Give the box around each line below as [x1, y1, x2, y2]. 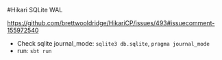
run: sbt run [16, 47, 52, 55]
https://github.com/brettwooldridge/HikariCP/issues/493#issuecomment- [7, 19, 215, 27]
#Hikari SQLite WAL [7, 6, 63, 14]
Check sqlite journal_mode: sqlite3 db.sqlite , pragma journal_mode [16, 40, 210, 47]
